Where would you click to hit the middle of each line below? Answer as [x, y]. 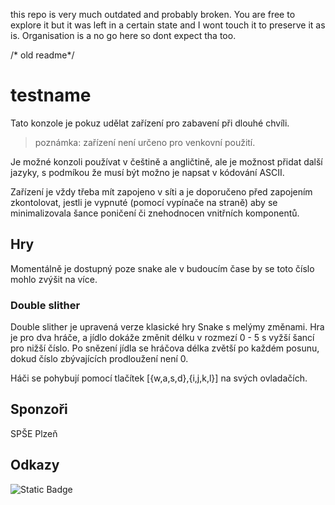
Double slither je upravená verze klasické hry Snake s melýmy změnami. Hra [167, 327]
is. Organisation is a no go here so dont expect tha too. [123, 35]
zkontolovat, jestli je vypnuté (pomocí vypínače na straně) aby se [144, 202]
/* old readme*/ [42, 55]
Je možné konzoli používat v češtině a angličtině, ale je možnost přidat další [166, 161]
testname [51, 95]
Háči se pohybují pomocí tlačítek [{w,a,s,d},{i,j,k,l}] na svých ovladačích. [159, 378]
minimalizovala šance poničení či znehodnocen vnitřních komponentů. [155, 213]
